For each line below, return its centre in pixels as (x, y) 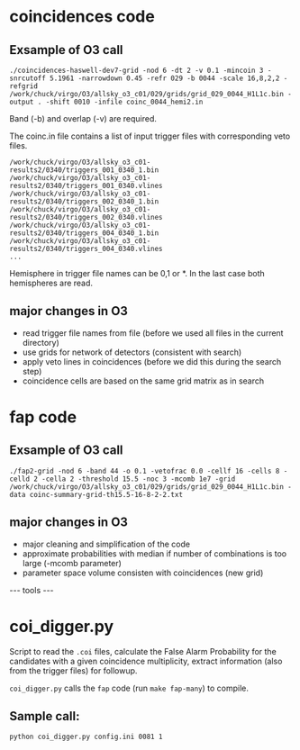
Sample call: (45, 716)
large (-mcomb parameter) (72, 563)
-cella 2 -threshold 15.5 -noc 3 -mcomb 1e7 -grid (139, 479)
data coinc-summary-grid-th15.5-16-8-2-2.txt (96, 494)
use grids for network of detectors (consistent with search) (132, 352)
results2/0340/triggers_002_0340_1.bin (84, 202)
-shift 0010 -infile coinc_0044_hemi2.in (124, 102)
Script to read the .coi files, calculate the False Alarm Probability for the (143, 651)
